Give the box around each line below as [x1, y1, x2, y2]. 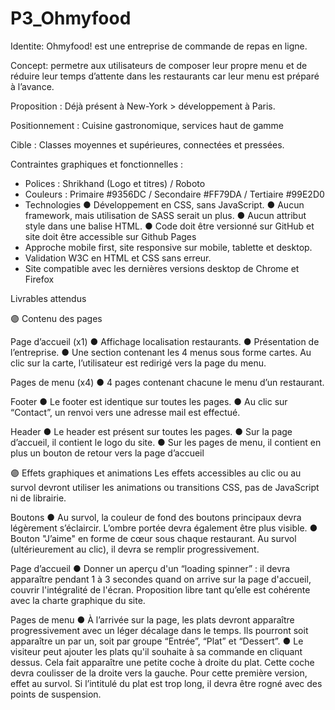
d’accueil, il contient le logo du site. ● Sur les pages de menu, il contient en [10, 436, 322, 448]
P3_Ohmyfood [10, 7, 132, 30]
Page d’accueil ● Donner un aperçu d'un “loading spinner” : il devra [10, 562, 291, 574]
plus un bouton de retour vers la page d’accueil [10, 447, 205, 459]
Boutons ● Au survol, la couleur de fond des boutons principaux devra [10, 511, 302, 523]
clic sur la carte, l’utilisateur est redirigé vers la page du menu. [10, 357, 267, 369]
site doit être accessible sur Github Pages [24, 230, 197, 242]
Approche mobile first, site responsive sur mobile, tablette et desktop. [24, 241, 313, 253]
